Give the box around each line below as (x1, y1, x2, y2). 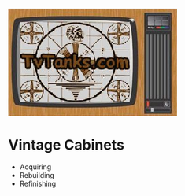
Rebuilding (19, 170, 55, 179)
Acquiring (19, 162, 52, 172)
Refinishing (19, 179, 57, 188)
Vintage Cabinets (8, 136, 124, 154)
